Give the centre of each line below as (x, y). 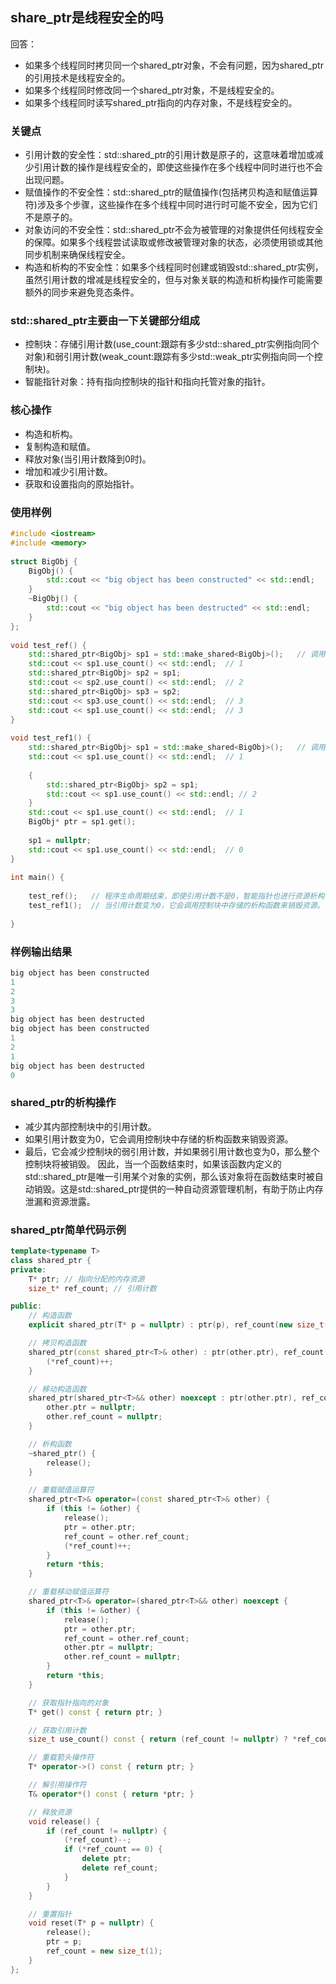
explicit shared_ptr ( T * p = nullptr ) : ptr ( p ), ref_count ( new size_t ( (178, 1325)
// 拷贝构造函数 (57, 1343)
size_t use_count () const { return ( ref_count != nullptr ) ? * (163, 1739)
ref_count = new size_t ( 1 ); (104, 1951)
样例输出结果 (41, 951)
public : (26, 1306)
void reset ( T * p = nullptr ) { (91, 1923)
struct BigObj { (44, 561)
